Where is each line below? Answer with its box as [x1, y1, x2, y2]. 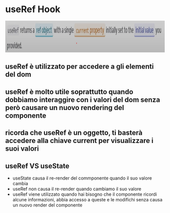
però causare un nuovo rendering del [5, 103, 124, 112]
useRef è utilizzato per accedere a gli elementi [5, 62, 154, 71]
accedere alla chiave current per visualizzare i [5, 136, 153, 145]
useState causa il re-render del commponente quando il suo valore [12, 175, 152, 181]
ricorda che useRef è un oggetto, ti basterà [5, 128, 143, 137]
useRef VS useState [5, 161, 70, 170]
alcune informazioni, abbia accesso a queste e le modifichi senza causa [12, 196, 163, 202]
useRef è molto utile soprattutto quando [5, 87, 134, 96]
